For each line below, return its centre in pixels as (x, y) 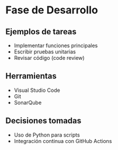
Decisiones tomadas (44, 121)
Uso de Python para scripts (47, 135)
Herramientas (31, 76)
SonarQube (28, 102)
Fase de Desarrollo (52, 10)
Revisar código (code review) (49, 58)
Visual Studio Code (37, 90)
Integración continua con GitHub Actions (63, 141)
